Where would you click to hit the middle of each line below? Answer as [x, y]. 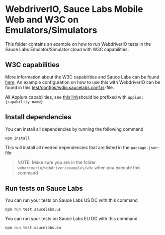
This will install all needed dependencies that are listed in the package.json [81, 147]
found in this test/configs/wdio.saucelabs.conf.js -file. [60, 87]
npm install [17, 138]
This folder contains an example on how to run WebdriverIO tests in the [78, 44]
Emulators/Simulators [51, 30]
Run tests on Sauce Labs [44, 188]
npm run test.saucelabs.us [33, 210]
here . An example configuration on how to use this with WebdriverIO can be [83, 82]
